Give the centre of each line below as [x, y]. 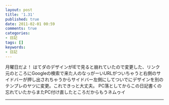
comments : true [21, 29]
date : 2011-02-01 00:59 [30, 24]
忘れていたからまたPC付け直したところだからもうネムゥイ [65, 92]
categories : [18, 33]
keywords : [16, 47]
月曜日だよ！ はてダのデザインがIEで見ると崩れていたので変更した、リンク [82, 67]
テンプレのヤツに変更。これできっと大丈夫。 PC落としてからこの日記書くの [83, 85]
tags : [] [14, 43]
